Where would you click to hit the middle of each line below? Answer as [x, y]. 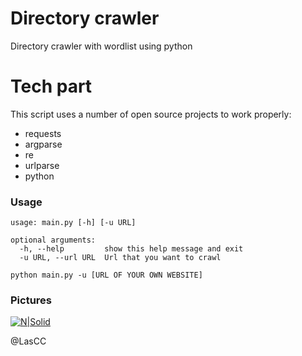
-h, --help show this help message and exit [131, 249]
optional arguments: [53, 240]
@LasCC [28, 341]
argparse [43, 144]
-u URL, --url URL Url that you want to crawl [120, 258]
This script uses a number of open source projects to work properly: [151, 114]
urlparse [42, 165]
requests [43, 133]
